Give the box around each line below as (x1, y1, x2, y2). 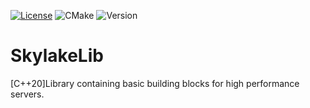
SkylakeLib (10, 45, 104, 67)
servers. (10, 88, 45, 100)
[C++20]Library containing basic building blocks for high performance (10, 77, 300, 89)
